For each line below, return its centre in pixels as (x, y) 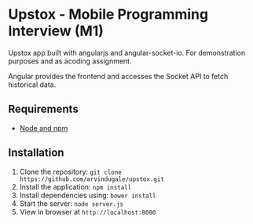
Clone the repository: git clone (70, 172)
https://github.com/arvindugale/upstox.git (92, 179)
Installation (36, 153)
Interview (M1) (56, 31)
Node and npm (44, 128)
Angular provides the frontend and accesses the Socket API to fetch (118, 76)
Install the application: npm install (75, 186)
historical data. (32, 85)
